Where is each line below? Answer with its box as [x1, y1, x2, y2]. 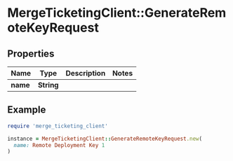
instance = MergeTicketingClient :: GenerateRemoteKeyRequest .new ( [7, 135, 202, 142]
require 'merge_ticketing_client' [7, 122, 109, 129]
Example [7, 104, 46, 116]
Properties [7, 48, 55, 59]
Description [65, 69, 106, 78]
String [37, 80, 59, 90]
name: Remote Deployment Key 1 [13, 141, 105, 148]
